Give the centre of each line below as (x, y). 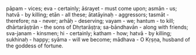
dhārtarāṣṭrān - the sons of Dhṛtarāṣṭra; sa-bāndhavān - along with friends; (97, 27)
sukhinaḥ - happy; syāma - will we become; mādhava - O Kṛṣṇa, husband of (98, 39)
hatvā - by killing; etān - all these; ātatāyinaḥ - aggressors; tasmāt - (87, 15)
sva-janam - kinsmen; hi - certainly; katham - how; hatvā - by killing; (89, 33)
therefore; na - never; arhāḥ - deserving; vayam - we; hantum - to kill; (90, 21)
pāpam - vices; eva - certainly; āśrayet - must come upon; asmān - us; (92, 8)
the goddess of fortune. (35, 46)
